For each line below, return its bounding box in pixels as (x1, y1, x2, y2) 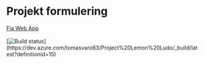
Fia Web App (6, 24, 39, 32)
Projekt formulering (6, 4, 108, 18)
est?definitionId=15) (6, 50, 56, 57)
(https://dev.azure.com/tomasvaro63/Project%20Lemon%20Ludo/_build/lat (6, 44, 198, 51)
